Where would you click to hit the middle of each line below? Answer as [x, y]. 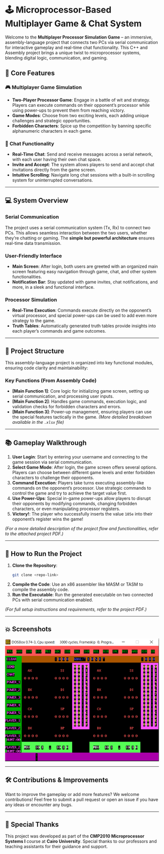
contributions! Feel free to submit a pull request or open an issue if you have [82, 799]
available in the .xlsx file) [38, 422]
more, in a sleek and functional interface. [53, 287]
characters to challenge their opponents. [53, 478]
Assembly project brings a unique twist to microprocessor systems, [73, 53]
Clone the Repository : [35, 565]
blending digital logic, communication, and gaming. [56, 58]
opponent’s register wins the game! [48, 519]
